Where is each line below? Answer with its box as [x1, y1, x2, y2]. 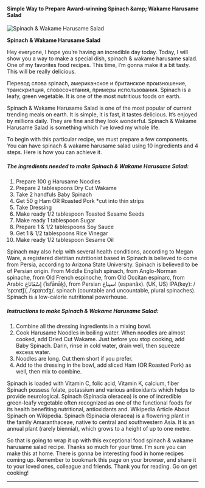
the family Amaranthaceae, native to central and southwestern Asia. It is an [7, 419, 195, 426]
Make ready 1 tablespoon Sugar [15, 217, 96, 224]
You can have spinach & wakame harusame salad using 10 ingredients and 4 [7, 142, 198, 149]
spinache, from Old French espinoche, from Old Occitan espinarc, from [7, 274, 185, 281]
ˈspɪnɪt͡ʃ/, [7, 287, 28, 294]
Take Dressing [15, 204, 52, 211]
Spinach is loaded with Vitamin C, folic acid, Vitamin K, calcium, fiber [7, 380, 179, 387]
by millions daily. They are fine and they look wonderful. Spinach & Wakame [7, 118, 197, 125]
